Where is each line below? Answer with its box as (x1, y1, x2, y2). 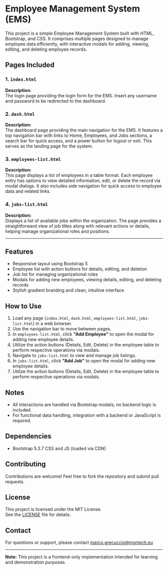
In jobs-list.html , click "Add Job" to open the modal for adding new (12, 358, 155, 364)
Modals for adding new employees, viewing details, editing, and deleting (12, 277, 161, 283)
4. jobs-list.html (5, 201, 48, 208)
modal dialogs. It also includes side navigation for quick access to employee (5, 183, 162, 189)
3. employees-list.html (5, 155, 61, 162)
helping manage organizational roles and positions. (5, 228, 110, 234)
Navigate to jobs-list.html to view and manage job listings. (12, 352, 136, 358)
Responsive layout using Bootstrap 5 (12, 261, 88, 267)
